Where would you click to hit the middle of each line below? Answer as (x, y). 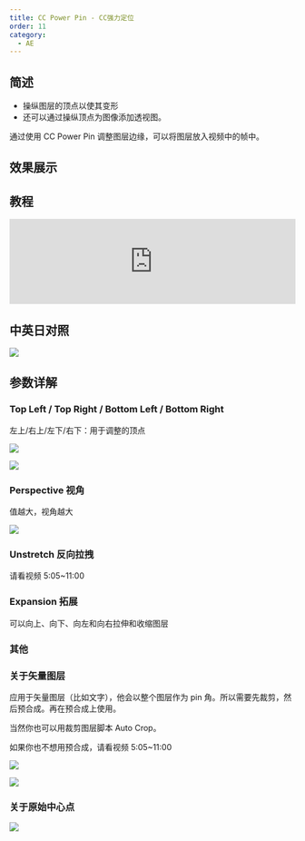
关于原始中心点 (42, 806)
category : (28, 35)
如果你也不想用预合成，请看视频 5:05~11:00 (91, 747)
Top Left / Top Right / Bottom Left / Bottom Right (117, 410)
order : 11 (28, 26)
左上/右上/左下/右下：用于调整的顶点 (78, 430)
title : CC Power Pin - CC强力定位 (72, 18)
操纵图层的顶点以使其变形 (70, 106)
